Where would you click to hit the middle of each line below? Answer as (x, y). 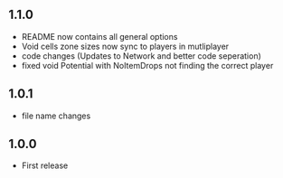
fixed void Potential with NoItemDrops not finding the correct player (147, 65)
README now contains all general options (99, 36)
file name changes (56, 116)
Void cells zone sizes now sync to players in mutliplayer (125, 46)
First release (45, 165)
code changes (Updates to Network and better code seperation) (141, 56)
